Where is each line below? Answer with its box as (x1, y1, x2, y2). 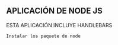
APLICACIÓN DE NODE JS (6, 6, 103, 16)
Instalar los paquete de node (6, 33, 81, 39)
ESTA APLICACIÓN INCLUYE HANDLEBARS (6, 21, 113, 28)
